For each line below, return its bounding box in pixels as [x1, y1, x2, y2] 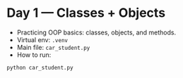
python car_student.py [6, 64, 73, 71]
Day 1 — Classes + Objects [6, 5, 166, 21]
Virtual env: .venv [16, 35, 69, 44]
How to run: [16, 51, 52, 59]
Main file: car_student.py [16, 43, 90, 51]
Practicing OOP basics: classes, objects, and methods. [16, 28, 177, 37]
